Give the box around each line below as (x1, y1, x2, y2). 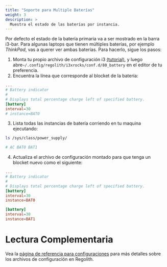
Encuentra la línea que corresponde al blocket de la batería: (12, 72, 138, 79)
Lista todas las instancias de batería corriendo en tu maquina (12, 120, 141, 127)
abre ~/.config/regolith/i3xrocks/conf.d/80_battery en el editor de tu (12, 62, 162, 68)
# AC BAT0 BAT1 (5, 145, 38, 150)
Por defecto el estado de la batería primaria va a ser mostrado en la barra (5, 36, 160, 42)
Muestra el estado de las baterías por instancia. (10, 21, 120, 27)
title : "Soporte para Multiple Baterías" (5, 7, 95, 13)
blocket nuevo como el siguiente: (12, 159, 83, 166)
